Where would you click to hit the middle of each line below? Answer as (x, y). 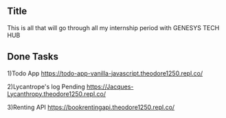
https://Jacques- (110, 86)
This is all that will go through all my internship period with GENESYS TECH (113, 27)
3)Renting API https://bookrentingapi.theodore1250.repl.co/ (91, 107)
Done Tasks (33, 57)
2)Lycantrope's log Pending (46, 86)
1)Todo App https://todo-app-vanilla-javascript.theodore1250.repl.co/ (105, 73)
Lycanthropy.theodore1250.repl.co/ (57, 94)
